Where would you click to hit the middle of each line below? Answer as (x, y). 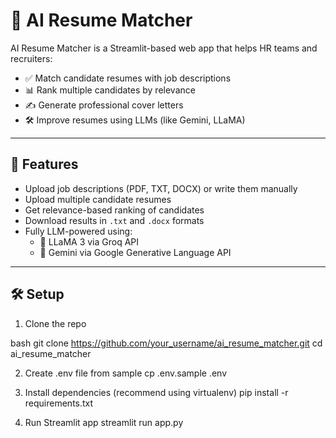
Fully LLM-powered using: (78, 231)
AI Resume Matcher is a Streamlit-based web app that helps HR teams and (164, 48)
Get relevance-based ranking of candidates (114, 210)
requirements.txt (59, 403)
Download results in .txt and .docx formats (114, 220)
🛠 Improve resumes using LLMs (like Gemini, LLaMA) (135, 120)
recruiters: (31, 58)
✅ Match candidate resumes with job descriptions (128, 78)
